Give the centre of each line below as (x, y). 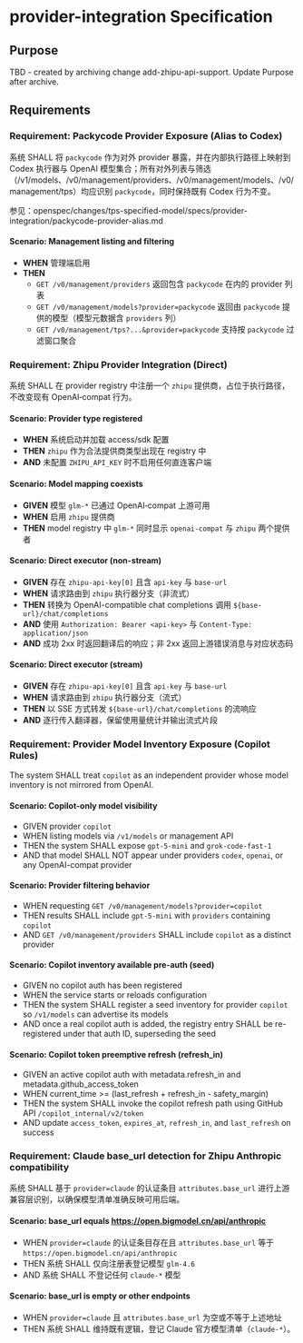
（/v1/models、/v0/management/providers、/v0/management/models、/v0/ (152, 180)
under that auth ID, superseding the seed (139, 1033)
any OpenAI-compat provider (77, 864)
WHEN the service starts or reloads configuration (114, 995)
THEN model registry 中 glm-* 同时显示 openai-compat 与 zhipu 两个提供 (156, 528)
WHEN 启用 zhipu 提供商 (68, 516)
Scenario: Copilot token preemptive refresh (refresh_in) (117, 1054)
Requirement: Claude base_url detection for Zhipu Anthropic (146, 1156)
